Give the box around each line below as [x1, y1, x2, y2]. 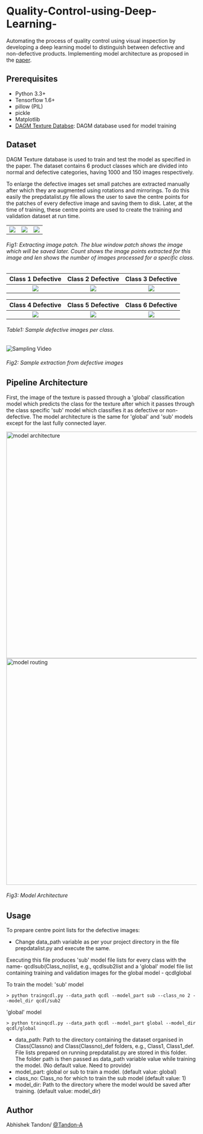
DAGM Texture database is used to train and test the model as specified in [6, 155, 192, 163]
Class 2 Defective [67, 274, 120, 283]
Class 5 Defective [67, 300, 120, 309]
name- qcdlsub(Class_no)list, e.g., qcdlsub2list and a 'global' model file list [6, 963, 193, 970]
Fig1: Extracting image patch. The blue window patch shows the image [6, 241, 183, 248]
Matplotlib [14, 115, 40, 123]
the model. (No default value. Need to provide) [14, 1062, 131, 1069]
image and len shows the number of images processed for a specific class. [6, 254, 195, 261]
